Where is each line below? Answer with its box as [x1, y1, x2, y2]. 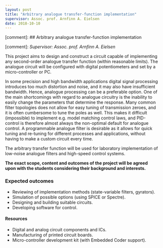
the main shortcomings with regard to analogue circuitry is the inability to [5, 94, 153, 100]
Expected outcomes [5, 178, 54, 185]
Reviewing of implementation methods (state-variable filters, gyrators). [12, 189, 156, 194]
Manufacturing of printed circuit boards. [12, 232, 93, 238]
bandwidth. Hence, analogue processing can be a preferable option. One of [5, 89, 158, 95]
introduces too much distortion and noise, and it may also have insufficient [5, 84, 156, 90]
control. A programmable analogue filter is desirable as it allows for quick [5, 126, 153, 132]
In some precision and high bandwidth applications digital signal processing [5, 79, 158, 84]
